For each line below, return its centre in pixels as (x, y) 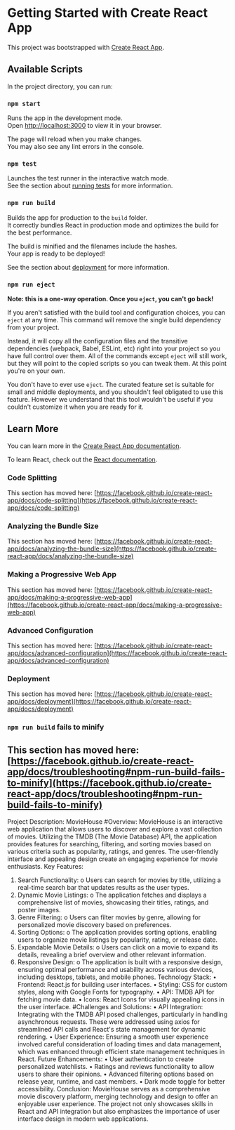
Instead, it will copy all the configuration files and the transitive (98, 341)
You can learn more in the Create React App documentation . (94, 446)
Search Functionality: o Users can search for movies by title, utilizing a (119, 880)
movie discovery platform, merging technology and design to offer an (118, 1096)
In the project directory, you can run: (60, 86)
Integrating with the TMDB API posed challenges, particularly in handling (122, 1014)
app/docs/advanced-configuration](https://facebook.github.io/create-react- (117, 653)
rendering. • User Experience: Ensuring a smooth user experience (113, 1037)
